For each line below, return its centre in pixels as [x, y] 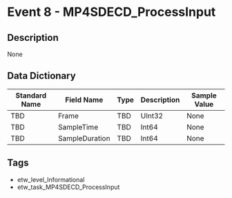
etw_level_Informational [51, 179]
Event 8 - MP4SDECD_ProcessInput [112, 12]
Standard [31, 96]
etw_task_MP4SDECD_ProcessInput [68, 187]
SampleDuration [84, 138]
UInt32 [152, 116]
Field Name [84, 100]
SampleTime [78, 127]
